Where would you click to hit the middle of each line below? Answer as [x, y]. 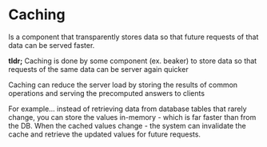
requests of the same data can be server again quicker [99, 69]
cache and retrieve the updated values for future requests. [105, 134]
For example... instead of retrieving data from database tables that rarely [128, 109]
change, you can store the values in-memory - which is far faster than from [132, 117]
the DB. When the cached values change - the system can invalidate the [127, 125]
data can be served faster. [52, 45]
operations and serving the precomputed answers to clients [107, 93]
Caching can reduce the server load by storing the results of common [123, 85]
